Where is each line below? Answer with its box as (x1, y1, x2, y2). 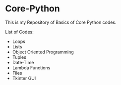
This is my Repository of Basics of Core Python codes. (5, 19, 117, 25)
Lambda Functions (12, 65, 51, 71)
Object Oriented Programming (12, 49, 74, 55)
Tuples (12, 54, 26, 60)
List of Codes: (5, 29, 34, 35)
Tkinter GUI (12, 75, 36, 81)
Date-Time (12, 59, 34, 65)
